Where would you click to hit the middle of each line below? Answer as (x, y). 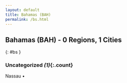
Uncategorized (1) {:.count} (39, 65)
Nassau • (15, 76)
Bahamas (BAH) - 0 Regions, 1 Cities (63, 40)
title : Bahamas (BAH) (28, 15)
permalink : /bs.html (27, 19)
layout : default (22, 10)
